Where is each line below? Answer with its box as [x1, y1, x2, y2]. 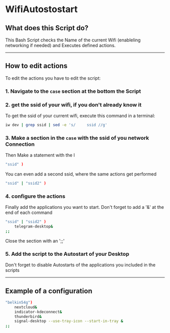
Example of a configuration [5, 287, 93, 295]
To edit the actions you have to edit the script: [5, 75, 101, 81]
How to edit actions [5, 62, 68, 70]
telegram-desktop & [14, 224, 53, 229]
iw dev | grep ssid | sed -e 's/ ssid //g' [5, 123, 108, 128]
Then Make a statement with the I [5, 152, 75, 158]
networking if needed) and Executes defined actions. [5, 42, 116, 48]
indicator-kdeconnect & [14, 309, 62, 314]
